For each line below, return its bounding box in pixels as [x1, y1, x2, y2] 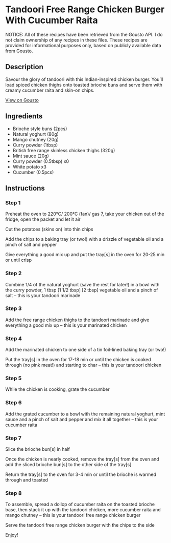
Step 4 [5, 335, 22, 342]
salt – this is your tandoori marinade [5, 292, 81, 298]
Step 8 [5, 489, 22, 496]
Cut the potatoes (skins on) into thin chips [5, 226, 93, 233]
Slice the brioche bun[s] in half [5, 446, 70, 452]
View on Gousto [5, 97, 39, 103]
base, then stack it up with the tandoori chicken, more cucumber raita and [5, 507, 161, 513]
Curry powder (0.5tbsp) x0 [12, 158, 69, 164]
